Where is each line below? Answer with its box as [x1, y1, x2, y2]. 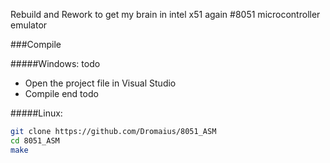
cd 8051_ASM [10, 135, 60, 146]
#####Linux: [10, 107, 63, 119]
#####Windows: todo [10, 58, 101, 69]
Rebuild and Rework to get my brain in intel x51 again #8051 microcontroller [10, 9, 321, 20]
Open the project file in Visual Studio [24, 77, 177, 89]
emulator [10, 19, 48, 31]
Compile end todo [24, 88, 99, 99]
